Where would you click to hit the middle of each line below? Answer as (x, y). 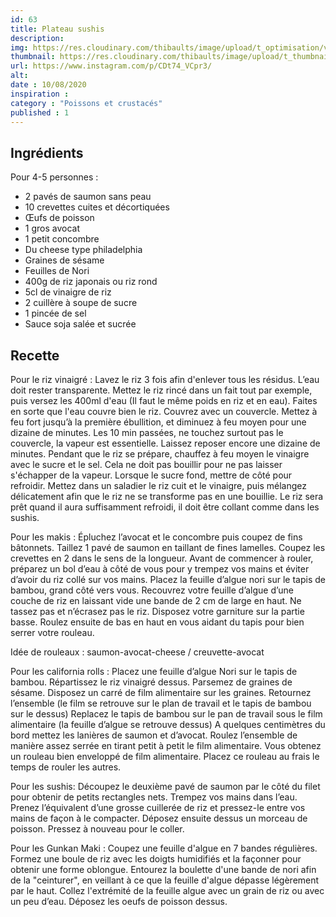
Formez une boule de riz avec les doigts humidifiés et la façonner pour (156, 859)
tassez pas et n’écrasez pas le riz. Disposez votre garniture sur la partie (157, 611)
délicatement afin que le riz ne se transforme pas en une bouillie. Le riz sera (167, 496)
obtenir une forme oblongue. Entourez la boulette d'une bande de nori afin (163, 869)
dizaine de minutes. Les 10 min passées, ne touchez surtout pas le (147, 432)
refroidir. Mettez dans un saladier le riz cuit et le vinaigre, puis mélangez (158, 485)
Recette (35, 355)
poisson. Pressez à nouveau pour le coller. (97, 829)
